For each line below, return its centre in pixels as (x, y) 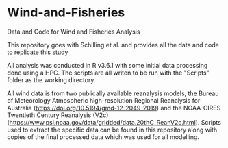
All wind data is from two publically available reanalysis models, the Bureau (113, 93)
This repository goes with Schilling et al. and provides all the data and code (113, 45)
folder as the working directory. (51, 79)
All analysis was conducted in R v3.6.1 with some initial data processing (107, 65)
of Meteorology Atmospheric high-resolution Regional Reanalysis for (104, 100)
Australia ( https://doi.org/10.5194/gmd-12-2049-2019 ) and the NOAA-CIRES (114, 108)
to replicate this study (38, 52)
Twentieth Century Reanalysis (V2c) (58, 115)
